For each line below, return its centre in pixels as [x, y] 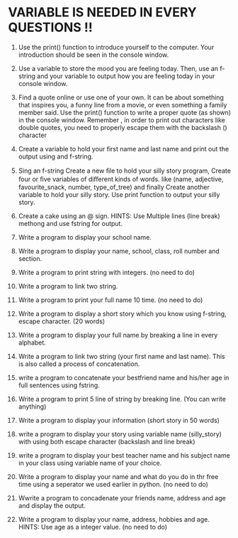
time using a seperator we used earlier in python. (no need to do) [113, 484]
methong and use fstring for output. [70, 223]
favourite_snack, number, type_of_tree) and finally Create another [114, 187]
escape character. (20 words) [62, 321]
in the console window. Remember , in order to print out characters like [121, 120]
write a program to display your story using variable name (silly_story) [120, 434]
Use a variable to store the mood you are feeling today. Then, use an [118, 68]
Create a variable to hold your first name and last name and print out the [124, 149]
